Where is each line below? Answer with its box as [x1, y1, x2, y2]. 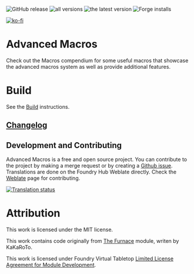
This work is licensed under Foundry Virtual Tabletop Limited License [6, 255, 174, 262]
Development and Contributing [6, 140, 122, 150]
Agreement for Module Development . [6, 262, 96, 269]
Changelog [6, 121, 48, 131]
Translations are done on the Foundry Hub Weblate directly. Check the [6, 168, 177, 176]
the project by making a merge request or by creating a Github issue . [6, 162, 173, 169]
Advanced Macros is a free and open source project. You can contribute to [6, 156, 187, 163]
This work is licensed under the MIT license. [6, 226, 113, 233]
